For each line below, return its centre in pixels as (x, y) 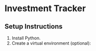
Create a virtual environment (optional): (51, 43)
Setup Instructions (34, 26)
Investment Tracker (45, 8)
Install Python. (26, 38)
